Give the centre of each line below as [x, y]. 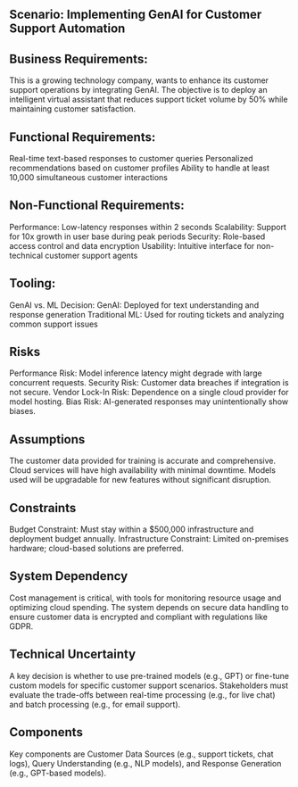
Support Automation [67, 29]
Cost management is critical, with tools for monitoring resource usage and [145, 598]
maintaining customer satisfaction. [73, 109]
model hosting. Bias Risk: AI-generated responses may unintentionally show [149, 402]
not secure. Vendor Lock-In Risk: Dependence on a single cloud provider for [149, 393]
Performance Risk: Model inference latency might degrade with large [136, 373]
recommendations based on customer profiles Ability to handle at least [139, 168]
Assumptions [47, 439]
